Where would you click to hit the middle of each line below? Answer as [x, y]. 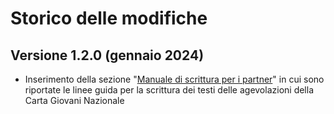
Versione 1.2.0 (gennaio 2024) [107, 55]
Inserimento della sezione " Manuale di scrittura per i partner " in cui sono [174, 79]
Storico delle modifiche [109, 18]
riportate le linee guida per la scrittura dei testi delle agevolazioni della [169, 90]
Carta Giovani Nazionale [74, 100]
